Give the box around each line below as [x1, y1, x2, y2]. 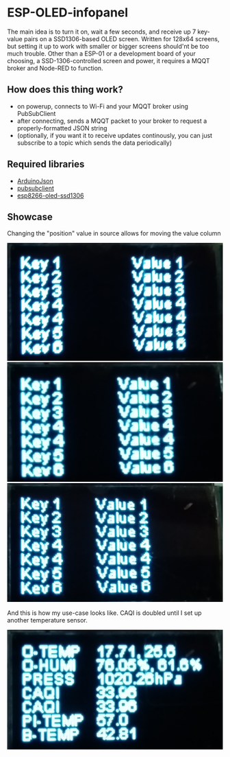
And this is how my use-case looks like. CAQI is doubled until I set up [7, 609, 202, 617]
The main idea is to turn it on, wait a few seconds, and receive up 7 [7, 27, 196, 36]
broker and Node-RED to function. [7, 64, 104, 72]
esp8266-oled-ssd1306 [16, 191, 84, 200]
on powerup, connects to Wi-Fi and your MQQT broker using [16, 102, 188, 110]
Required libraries [7, 159, 85, 170]
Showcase [7, 211, 53, 222]
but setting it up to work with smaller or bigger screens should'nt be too [7, 42, 209, 50]
